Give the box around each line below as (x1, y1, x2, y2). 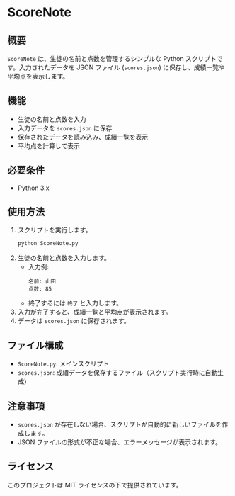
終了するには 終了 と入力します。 (28, 299, 122, 308)
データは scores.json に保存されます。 (17, 317, 131, 325)
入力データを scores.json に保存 (17, 123, 113, 132)
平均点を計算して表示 (17, 141, 80, 150)
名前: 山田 (28, 278, 57, 286)
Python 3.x (17, 184, 50, 192)
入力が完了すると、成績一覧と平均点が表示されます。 (17, 308, 172, 316)
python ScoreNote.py (17, 240, 79, 247)
